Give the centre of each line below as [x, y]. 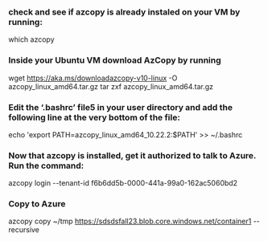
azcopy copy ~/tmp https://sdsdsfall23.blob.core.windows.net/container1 [130, 221]
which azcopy [31, 39]
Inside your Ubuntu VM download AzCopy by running [115, 60]
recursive [24, 230]
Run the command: [46, 165]
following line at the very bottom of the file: [95, 117]
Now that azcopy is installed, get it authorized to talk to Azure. [132, 155]
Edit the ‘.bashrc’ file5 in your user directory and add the [121, 107]
